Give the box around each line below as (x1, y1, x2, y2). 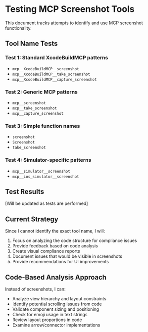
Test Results (5, 187, 45, 196)
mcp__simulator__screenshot (12, 169, 70, 174)
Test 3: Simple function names (5, 122, 80, 129)
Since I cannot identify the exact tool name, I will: (5, 228, 105, 234)
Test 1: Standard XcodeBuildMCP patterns (5, 54, 108, 61)
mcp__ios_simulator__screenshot (12, 174, 79, 179)
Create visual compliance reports (12, 248, 80, 254)
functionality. (5, 25, 32, 31)
